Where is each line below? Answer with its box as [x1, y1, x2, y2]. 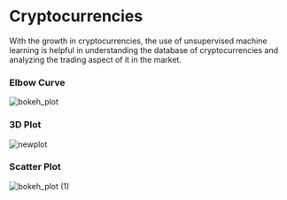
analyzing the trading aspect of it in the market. [9, 54, 182, 65]
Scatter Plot [9, 161, 61, 173]
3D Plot [9, 119, 42, 131]
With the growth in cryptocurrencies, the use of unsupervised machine [9, 35, 268, 46]
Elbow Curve [9, 76, 66, 88]
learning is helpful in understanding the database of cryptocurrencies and [9, 44, 279, 55]
